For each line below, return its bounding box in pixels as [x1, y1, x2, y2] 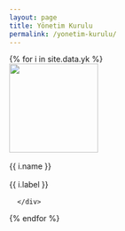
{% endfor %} [9, 213, 60, 224]
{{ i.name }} [9, 161, 51, 171]
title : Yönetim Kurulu [9, 21, 93, 30]
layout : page [9, 12, 58, 22]
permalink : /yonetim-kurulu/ [9, 29, 117, 38]
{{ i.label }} [9, 179, 49, 190]
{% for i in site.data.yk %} [9, 54, 104, 65]
